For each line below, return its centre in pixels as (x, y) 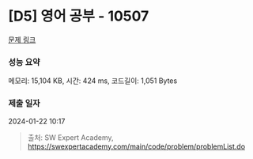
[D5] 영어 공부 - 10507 (79, 16)
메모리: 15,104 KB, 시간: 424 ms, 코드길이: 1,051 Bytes (93, 81)
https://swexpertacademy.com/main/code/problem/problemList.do (136, 146)
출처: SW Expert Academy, (70, 137)
